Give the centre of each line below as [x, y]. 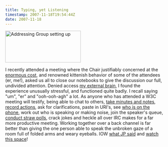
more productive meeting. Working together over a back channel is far [78, 123]
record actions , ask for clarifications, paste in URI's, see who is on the [77, 107]
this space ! [17, 139]
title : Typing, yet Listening [37, 10]
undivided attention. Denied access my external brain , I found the [73, 86]
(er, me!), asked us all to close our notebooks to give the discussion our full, [84, 81]
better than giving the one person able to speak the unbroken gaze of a [79, 128]
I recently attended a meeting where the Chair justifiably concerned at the [82, 70]
